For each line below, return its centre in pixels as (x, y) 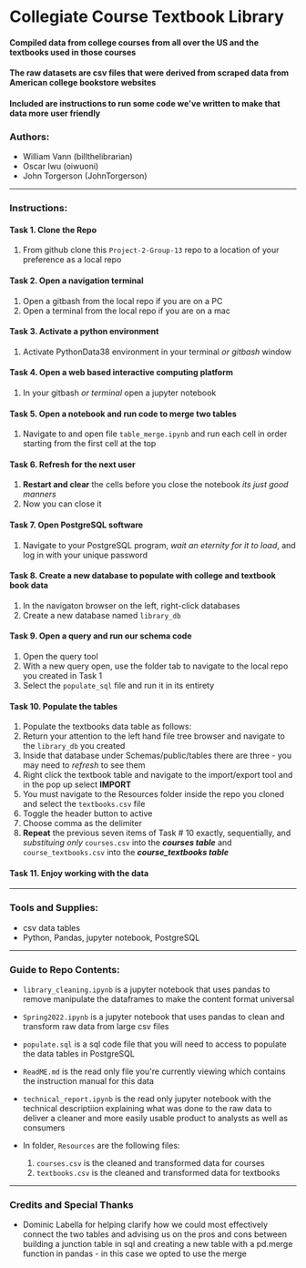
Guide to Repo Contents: (65, 969)
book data (29, 586)
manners (39, 495)
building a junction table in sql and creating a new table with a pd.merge (158, 1244)
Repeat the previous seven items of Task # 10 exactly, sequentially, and (157, 833)
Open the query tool (60, 657)
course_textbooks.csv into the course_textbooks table (126, 853)
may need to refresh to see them (84, 765)
